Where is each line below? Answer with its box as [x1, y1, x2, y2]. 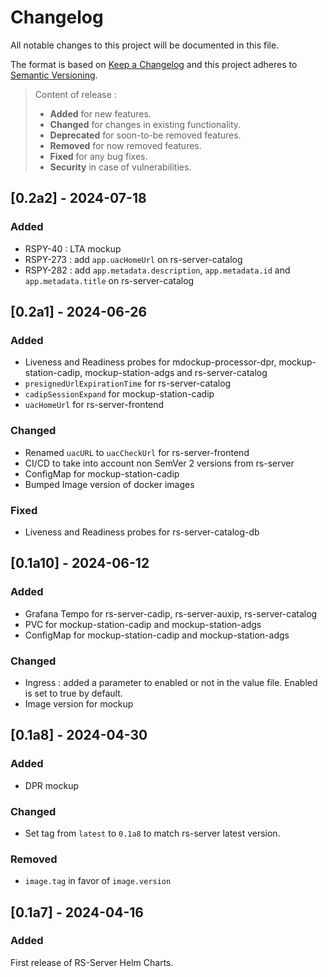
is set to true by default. [24, 687, 123, 699]
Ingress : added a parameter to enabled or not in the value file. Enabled [24, 676, 318, 688]
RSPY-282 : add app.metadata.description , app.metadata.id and [24, 264, 291, 276]
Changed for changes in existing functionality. [49, 118, 242, 130]
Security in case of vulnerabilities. [49, 161, 192, 173]
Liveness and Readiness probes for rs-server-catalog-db [24, 526, 260, 538]
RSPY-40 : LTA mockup [24, 242, 122, 255]
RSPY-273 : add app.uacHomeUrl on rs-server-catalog [24, 253, 243, 265]
